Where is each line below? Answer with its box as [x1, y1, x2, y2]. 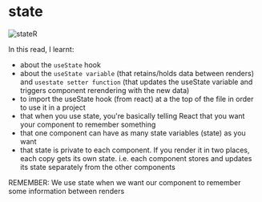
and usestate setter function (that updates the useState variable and [19, 77, 253, 87]
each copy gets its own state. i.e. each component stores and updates [19, 153, 252, 163]
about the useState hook [19, 59, 102, 70]
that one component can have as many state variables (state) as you [19, 127, 246, 138]
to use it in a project [19, 103, 86, 112]
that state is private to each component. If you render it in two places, [19, 145, 250, 155]
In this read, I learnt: [8, 44, 75, 54]
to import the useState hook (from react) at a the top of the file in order [19, 94, 254, 103]
